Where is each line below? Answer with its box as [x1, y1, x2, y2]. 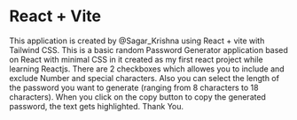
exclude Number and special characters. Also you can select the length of [9, 72, 279, 83]
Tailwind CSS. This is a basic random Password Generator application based [9, 44, 288, 55]
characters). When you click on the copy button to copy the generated [9, 91, 266, 102]
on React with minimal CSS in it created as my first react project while [9, 54, 263, 64]
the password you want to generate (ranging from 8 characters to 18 [9, 82, 259, 93]
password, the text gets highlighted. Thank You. [9, 101, 184, 111]
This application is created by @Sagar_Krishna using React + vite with [9, 35, 265, 46]
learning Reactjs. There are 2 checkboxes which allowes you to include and [9, 64, 285, 74]
